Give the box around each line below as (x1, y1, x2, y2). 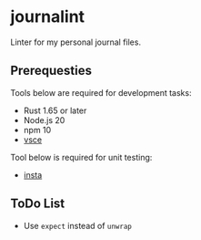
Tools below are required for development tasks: (10, 87, 192, 98)
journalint (10, 6, 85, 27)
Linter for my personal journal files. (10, 37, 142, 47)
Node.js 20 (23, 114, 65, 125)
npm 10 (23, 124, 52, 135)
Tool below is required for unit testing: (10, 151, 153, 162)
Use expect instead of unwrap (23, 220, 133, 231)
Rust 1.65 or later (23, 105, 87, 116)
